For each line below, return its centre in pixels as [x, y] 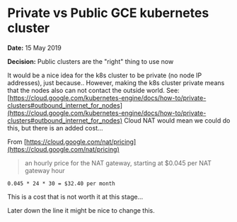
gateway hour [45, 170]
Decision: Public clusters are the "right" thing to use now [91, 61]
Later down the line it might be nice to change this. [81, 210]
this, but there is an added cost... [56, 128]
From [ [17, 141]
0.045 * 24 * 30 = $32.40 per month [61, 183]
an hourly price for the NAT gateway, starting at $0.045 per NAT [118, 163]
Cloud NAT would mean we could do [177, 120]
